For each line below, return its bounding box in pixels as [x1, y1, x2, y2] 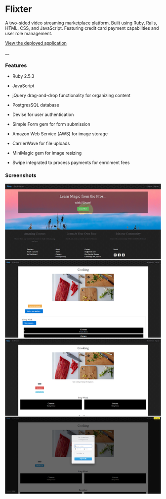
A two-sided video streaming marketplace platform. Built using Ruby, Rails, [5, 20, 157, 26]
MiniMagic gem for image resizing [12, 150, 82, 156]
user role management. [5, 30, 53, 36]
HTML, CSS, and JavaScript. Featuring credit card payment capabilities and [5, 25, 159, 31]
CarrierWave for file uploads [12, 140, 70, 147]
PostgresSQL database [12, 102, 59, 108]
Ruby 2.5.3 [12, 73, 35, 79]
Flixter [5, 3, 32, 15]
